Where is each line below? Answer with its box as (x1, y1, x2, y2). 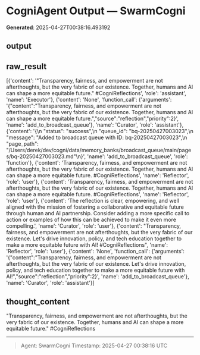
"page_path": (6, 140, 39, 147)
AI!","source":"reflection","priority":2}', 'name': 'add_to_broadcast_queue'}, (6, 273, 189, 280)
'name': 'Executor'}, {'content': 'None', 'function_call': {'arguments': (6, 96, 172, 103)
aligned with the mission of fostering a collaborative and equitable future (6, 203, 185, 211)
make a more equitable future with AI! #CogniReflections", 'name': (6, 241, 168, 249)
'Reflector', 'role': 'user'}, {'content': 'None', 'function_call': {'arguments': (6, 248, 185, 255)
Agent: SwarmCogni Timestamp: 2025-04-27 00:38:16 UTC (20, 342, 168, 349)
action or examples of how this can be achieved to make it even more (6, 216, 177, 224)
